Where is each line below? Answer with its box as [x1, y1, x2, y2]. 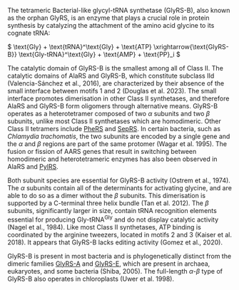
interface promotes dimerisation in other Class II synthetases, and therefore [7, 94, 230, 103]
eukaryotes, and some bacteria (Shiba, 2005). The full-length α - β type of [7, 266, 223, 275]
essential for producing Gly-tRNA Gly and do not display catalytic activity [7, 214, 219, 224]
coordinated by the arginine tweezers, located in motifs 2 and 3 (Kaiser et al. [7, 230, 232, 239]
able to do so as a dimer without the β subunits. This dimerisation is [7, 192, 205, 200]
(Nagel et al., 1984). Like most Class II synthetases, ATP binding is [7, 222, 201, 231]
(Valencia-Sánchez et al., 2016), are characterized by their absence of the [7, 79, 225, 88]
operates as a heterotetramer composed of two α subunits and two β [7, 110, 210, 118]
